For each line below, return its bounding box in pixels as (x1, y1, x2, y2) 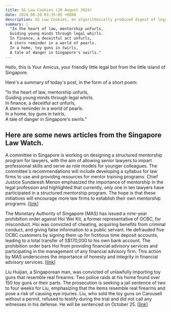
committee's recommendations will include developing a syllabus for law (5, 168, 158, 174)
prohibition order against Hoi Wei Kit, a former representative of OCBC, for (5, 216, 161, 222)
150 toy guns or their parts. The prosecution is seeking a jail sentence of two (5, 280, 166, 286)
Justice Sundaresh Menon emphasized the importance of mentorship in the (5, 179, 164, 185)
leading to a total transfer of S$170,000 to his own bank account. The (5, 237, 151, 244)
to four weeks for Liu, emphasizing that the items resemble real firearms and (5, 285, 165, 291)
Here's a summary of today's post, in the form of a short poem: (5, 79, 138, 85)
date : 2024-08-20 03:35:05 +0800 (5, 12, 76, 17)
